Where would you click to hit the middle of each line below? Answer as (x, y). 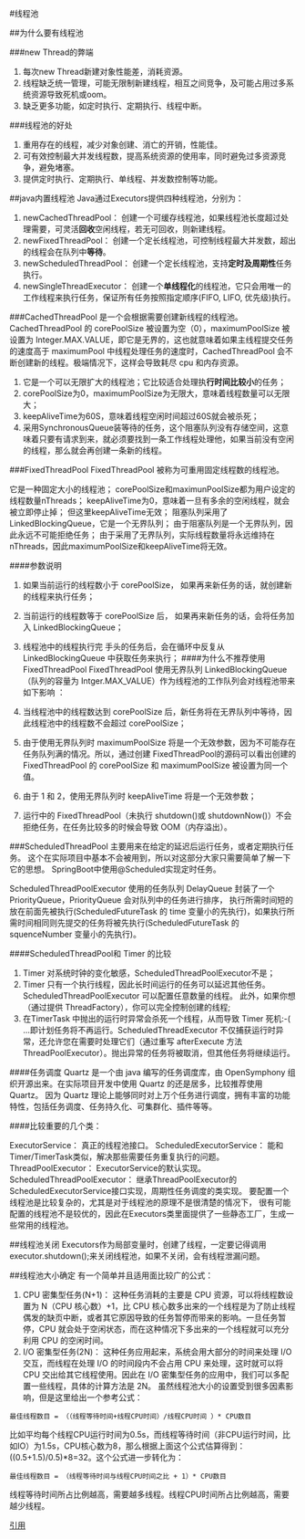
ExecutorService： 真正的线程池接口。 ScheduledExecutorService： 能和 (147, 1145)
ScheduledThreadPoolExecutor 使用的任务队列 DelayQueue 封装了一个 (142, 889)
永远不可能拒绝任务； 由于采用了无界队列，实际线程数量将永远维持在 (146, 535)
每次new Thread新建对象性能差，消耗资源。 (105, 72)
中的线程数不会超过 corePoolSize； (120, 723)
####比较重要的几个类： (56, 1126)
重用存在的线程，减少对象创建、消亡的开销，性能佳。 (122, 145)
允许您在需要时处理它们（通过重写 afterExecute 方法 (145, 1042)
